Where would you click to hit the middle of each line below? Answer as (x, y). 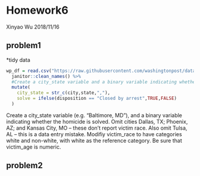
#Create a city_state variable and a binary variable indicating (94, 82)
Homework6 (37, 10)
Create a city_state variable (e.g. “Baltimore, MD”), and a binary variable (94, 115)
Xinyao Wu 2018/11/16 (33, 27)
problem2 (24, 166)
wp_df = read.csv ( (29, 71)
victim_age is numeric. (34, 147)
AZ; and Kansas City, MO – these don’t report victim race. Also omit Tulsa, (97, 128)
